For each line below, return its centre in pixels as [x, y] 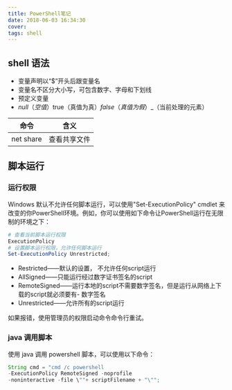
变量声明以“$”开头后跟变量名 [59, 81]
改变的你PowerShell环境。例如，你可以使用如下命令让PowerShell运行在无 [113, 213]
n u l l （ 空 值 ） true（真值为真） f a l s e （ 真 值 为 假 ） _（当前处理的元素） [113, 107]
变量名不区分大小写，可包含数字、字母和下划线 [84, 90]
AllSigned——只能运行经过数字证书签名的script [85, 277]
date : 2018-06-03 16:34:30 [47, 20]
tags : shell [25, 33]
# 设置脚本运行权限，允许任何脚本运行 [55, 247]
